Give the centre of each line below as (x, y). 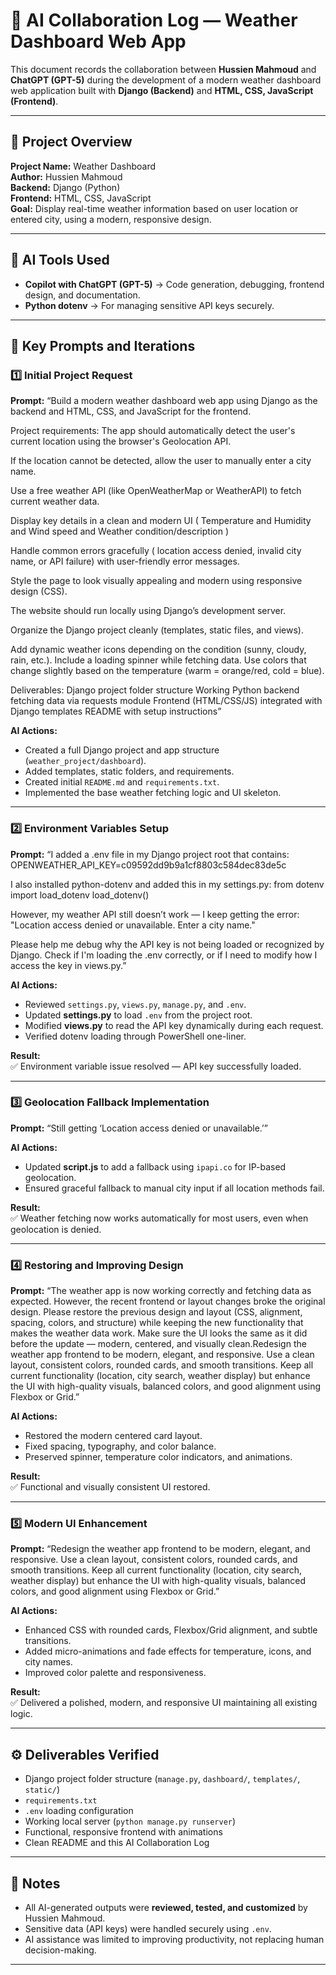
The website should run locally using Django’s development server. (148, 611)
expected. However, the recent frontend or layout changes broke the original (168, 1301)
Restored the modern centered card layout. (113, 1436)
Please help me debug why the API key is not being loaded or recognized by (167, 944)
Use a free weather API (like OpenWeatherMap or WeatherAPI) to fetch (156, 491)
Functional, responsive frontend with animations (123, 1832)
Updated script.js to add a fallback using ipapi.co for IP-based (155, 1166)
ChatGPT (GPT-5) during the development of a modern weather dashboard (166, 80)
